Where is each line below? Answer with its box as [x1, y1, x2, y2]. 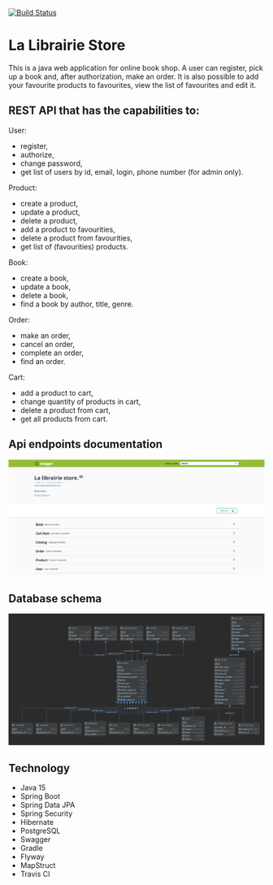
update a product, [19, 207, 80, 217]
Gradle [19, 843, 43, 852]
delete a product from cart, [19, 405, 111, 414]
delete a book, [19, 290, 69, 300]
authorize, [19, 150, 54, 159]
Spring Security [19, 809, 73, 818]
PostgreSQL [19, 826, 61, 835]
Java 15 [19, 783, 46, 792]
